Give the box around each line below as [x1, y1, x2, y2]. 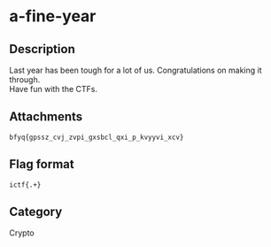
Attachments [9, 109, 83, 125]
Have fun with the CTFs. [9, 84, 97, 94]
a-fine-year [9, 6, 97, 27]
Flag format [9, 157, 74, 172]
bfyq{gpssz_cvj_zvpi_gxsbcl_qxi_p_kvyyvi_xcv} [9, 133, 184, 142]
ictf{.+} [9, 180, 42, 189]
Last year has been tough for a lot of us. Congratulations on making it [9, 65, 263, 75]
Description [9, 42, 75, 57]
